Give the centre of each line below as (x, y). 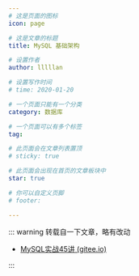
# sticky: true (34, 156)
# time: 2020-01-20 (41, 90)
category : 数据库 (36, 112)
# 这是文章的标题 (33, 38)
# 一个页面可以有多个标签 (45, 126)
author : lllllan (36, 68)
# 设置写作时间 (30, 83)
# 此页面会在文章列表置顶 (45, 149)
